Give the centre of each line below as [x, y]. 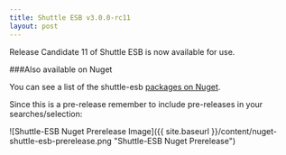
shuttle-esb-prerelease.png [61, 141]
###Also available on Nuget [61, 69]
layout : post [34, 26]
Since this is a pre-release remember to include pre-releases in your [136, 104]
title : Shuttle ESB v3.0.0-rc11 [70, 18]
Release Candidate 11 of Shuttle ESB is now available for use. [122, 51]
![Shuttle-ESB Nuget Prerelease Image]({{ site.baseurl [110, 131]
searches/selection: [46, 114]
